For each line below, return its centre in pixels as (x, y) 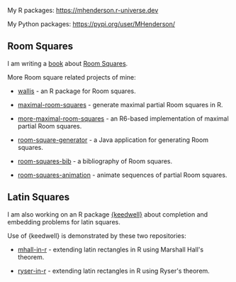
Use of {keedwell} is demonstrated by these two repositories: (97, 235)
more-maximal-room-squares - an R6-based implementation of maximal (123, 118)
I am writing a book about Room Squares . (68, 63)
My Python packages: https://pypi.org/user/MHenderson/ (91, 24)
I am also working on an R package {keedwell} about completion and (108, 214)
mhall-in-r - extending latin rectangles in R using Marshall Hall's (111, 249)
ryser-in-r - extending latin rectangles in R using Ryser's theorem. (114, 271)
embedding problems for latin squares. (64, 222)
